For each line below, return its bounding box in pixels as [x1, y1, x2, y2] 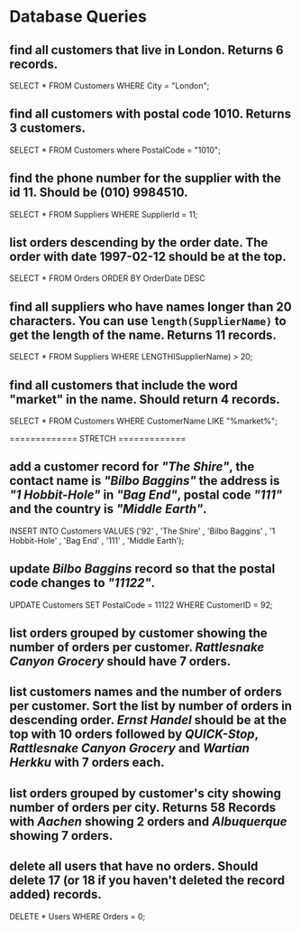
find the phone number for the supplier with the [9, 171, 282, 186]
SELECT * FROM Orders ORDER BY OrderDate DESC [9, 273, 205, 284]
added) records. [9, 887, 102, 902]
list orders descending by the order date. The [9, 235, 269, 250]
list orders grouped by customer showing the [9, 626, 268, 641]
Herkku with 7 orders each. [9, 755, 165, 770]
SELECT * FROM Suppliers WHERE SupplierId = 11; [9, 209, 198, 219]
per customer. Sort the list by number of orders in [9, 698, 293, 714]
